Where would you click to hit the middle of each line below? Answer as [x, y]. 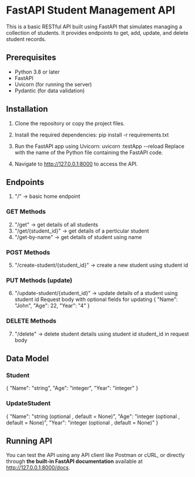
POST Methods [28, 252]
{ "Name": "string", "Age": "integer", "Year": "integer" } [72, 388]
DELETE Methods [31, 321]
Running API [29, 441]
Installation [27, 109]
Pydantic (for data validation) [50, 90]
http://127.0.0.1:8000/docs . [38, 468]
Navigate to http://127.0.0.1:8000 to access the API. [76, 164]
